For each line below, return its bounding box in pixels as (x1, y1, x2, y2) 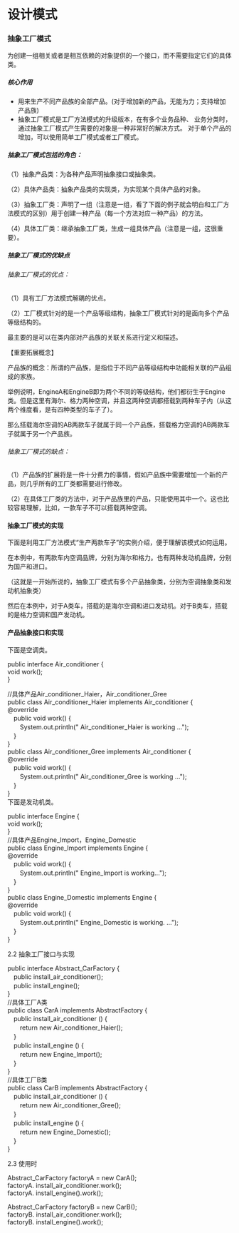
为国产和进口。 (7, 562, 51, 571)
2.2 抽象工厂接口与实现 (7, 950, 75, 958)
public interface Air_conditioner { (7, 659, 105, 668)
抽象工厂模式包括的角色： (7, 151, 83, 159)
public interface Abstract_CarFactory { (7, 964, 120, 973)
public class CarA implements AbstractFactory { (7, 1005, 148, 1014)
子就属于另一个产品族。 (7, 430, 76, 437)
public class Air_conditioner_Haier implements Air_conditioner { (7, 697, 193, 706)
